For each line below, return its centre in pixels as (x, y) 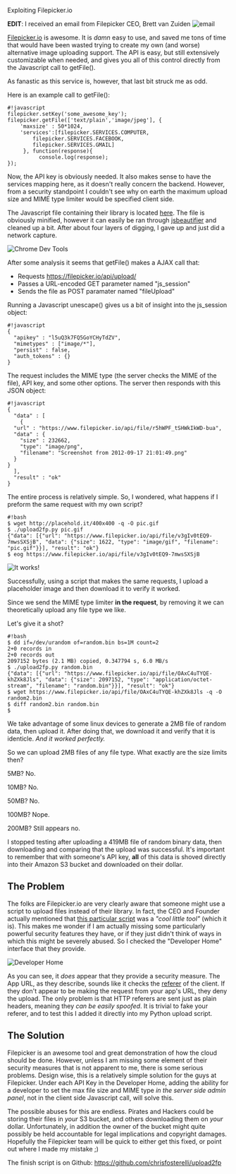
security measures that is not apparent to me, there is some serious (105, 1067)
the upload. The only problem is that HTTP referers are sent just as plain (112, 998)
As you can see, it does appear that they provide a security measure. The (114, 976)
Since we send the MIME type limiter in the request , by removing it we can (116, 602)
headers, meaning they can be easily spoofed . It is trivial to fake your (108, 1006)
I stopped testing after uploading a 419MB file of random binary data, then (114, 842)
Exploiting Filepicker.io (40, 10)
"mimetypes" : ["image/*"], (55, 344)
